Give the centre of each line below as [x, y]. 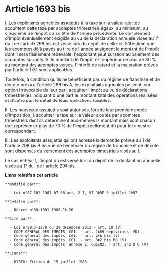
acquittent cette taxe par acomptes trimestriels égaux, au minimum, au [77, 28]
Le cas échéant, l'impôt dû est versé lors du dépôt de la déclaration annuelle [83, 160]
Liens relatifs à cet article [32, 175]
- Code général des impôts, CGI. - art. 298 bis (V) [65, 236]
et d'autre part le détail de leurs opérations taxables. [58, 100]
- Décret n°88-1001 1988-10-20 [42, 210]
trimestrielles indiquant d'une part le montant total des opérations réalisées [81, 95]
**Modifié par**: [23, 184]
